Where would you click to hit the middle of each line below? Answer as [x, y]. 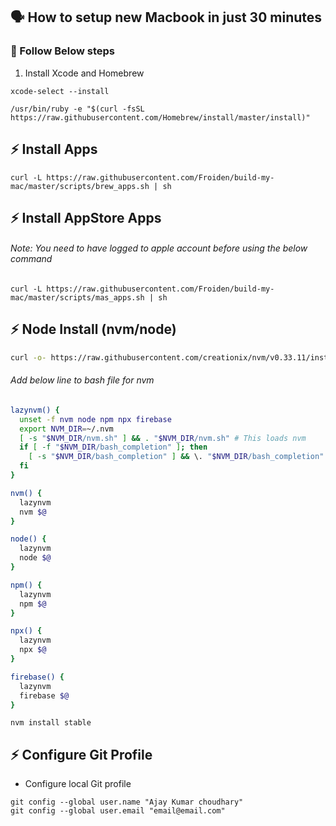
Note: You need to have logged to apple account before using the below [159, 248]
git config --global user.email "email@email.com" [118, 811]
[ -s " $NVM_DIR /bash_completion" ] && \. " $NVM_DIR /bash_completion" [176, 457]
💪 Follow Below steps [63, 51]
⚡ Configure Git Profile [81, 754]
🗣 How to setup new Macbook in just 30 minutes [166, 17]
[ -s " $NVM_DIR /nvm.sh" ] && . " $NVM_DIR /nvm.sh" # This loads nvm [163, 438]
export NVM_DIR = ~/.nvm [66, 429]
